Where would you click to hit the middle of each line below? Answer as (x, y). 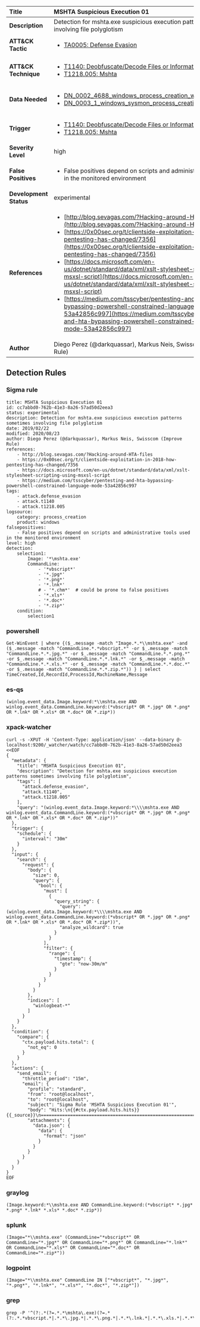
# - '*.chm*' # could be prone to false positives (103, 590)
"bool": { (50, 885)
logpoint (18, 1268)
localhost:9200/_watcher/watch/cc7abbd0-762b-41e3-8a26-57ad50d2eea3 (94, 745)
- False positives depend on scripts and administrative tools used (104, 533)
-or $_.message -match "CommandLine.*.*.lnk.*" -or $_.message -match (96, 659)
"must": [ (56, 891)
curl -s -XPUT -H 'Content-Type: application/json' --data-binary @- (94, 739)
